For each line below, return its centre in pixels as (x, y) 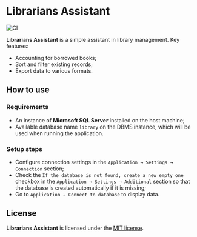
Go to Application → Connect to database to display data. (87, 194)
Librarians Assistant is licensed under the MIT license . (75, 228)
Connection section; (39, 169)
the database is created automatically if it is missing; (81, 188)
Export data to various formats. (54, 70)
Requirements (28, 107)
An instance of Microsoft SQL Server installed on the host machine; (100, 120)
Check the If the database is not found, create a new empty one (99, 175)
